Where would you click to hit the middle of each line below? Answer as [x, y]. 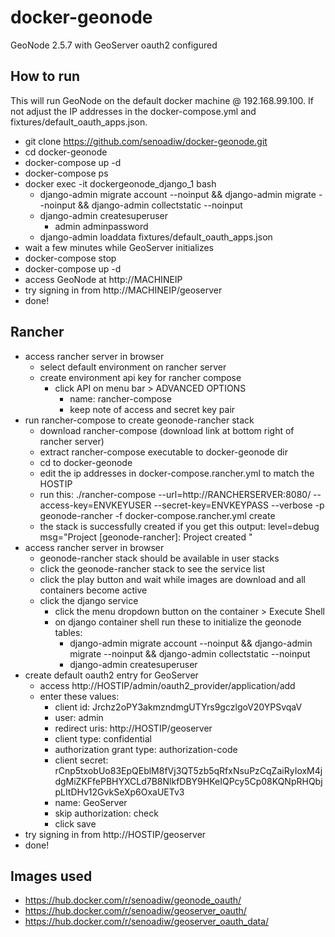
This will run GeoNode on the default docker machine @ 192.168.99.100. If [162, 100]
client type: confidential [103, 738]
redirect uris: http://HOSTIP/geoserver [133, 728]
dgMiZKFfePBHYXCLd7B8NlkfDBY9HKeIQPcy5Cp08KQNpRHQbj [188, 781]
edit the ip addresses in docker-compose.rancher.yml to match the [177, 473]
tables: [68, 632]
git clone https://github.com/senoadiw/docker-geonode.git [146, 141]
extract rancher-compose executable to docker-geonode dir [164, 452]
